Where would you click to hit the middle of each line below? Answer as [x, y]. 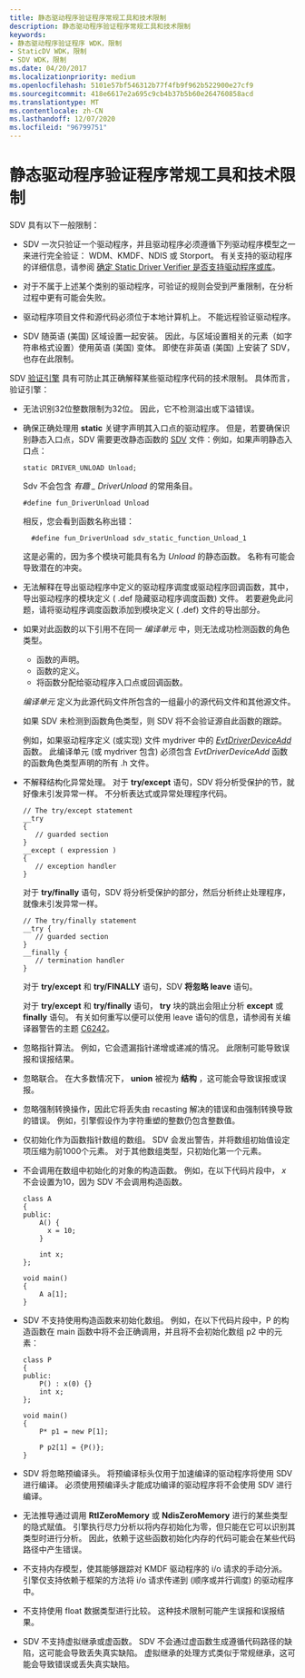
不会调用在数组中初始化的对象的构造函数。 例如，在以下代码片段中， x [154, 1170]
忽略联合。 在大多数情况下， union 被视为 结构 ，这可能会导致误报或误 [155, 1078]
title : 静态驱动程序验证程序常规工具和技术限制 [88, 18]
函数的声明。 [60, 659]
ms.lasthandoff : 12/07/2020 [63, 119]
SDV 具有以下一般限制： [54, 224]
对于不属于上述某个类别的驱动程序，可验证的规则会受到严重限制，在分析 [157, 286]
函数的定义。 [60, 671]
